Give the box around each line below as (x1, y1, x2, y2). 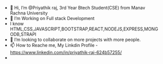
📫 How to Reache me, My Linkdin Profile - (9, 42, 98, 48)
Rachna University (9, 10, 48, 16)
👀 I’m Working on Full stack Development (9, 15, 95, 21)
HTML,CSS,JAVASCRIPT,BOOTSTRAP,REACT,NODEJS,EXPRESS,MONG (9, 26, 158, 32)
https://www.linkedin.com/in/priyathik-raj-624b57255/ (9, 49, 122, 55)
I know (9, 20, 24, 26)
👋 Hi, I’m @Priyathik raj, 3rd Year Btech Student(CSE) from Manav (9, 5, 145, 10)
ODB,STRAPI (9, 31, 36, 37)
